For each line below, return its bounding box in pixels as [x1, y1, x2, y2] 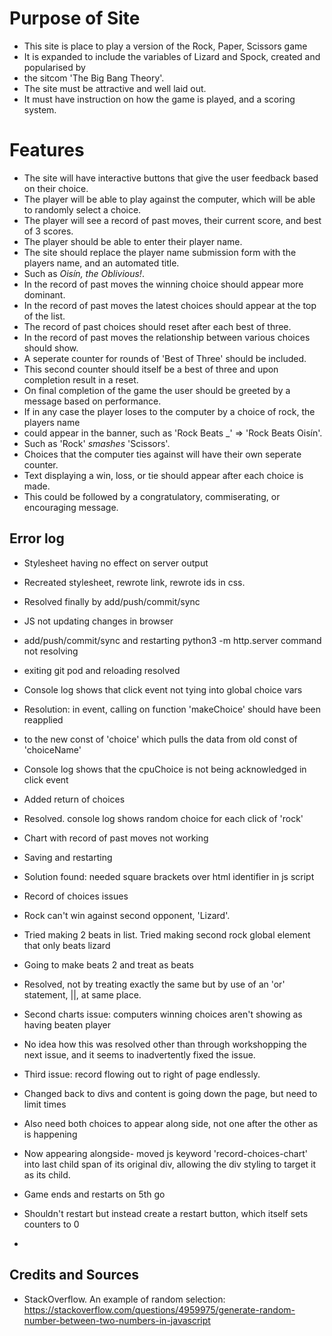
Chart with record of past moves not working [23, 832, 209, 844]
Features [9, 139, 85, 162]
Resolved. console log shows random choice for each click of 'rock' [23, 812, 304, 824]
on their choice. [23, 182, 89, 194]
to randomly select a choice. [23, 203, 142, 216]
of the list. [23, 310, 66, 322]
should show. [23, 342, 79, 354]
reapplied [23, 713, 64, 726]
